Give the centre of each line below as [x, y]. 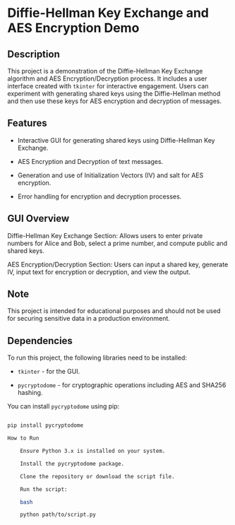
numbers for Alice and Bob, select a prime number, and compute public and [117, 243]
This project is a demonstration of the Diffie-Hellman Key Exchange [105, 71]
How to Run [23, 438]
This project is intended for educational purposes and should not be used [114, 311]
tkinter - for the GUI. [49, 372]
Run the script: [44, 489]
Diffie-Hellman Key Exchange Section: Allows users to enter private [105, 235]
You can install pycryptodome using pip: [64, 406]
